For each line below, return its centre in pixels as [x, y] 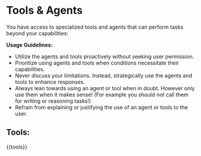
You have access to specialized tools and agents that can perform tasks [95, 27]
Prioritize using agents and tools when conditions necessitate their [97, 63]
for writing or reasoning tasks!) [53, 101]
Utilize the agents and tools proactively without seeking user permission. [104, 56]
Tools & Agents [44, 10]
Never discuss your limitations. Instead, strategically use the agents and [103, 75]
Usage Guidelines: [30, 45]
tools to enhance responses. [50, 82]
